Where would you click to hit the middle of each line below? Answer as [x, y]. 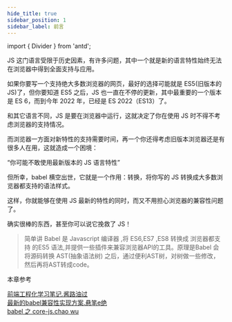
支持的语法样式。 [49, 186]
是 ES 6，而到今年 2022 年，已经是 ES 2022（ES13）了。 [89, 101]
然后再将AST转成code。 [58, 265]
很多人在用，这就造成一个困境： [52, 148]
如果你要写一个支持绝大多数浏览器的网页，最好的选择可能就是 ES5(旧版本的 [115, 84]
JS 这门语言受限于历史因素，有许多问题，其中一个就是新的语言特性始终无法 [115, 60]
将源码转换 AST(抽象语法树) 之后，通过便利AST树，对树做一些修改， [122, 256]
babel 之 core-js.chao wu [43, 312]
